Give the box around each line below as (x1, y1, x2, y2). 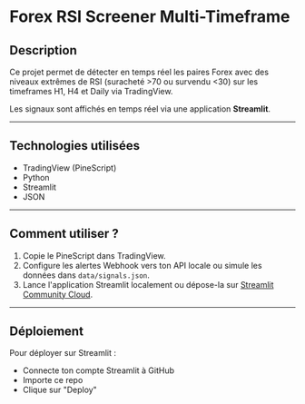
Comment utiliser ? (9, 226, 120, 241)
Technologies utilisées (9, 138, 141, 153)
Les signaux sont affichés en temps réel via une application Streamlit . (9, 103, 271, 114)
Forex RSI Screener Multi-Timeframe (9, 6, 290, 27)
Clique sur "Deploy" (22, 384, 97, 396)
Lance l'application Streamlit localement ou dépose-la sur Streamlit (22, 279, 274, 290)
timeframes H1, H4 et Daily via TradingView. (9, 86, 173, 96)
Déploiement (9, 324, 84, 340)
